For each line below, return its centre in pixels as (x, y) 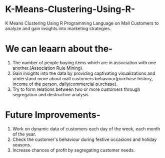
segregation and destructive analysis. (51, 94)
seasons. (22, 144)
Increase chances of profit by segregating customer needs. (73, 150)
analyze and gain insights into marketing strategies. (58, 28)
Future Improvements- (53, 115)
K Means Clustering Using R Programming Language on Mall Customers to (82, 23)
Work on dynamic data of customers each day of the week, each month (86, 128)
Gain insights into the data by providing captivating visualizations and (84, 73)
